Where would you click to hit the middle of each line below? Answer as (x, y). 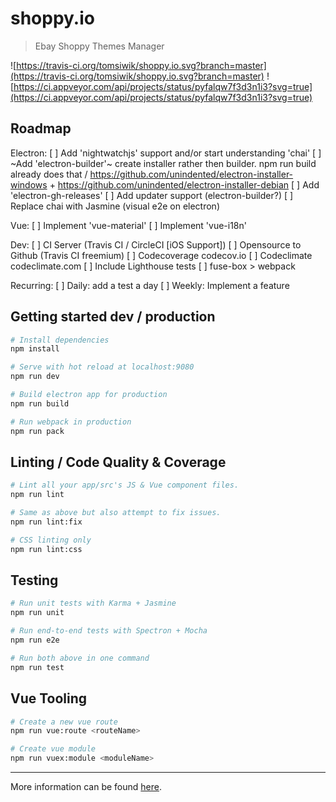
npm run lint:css (46, 549)
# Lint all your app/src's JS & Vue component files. (125, 485)
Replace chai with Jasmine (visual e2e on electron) (115, 206)
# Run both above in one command (80, 658)
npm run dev (35, 377)
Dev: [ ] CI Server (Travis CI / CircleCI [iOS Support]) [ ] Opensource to (156, 244)
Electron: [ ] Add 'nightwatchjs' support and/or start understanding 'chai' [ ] (166, 153)
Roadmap (41, 128)
